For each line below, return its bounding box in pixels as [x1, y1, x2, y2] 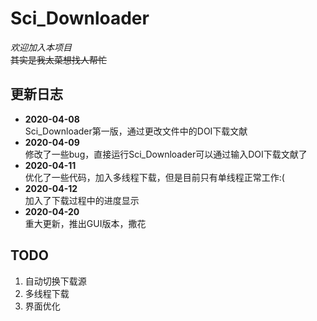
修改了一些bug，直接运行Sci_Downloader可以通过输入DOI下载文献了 [24, 148, 308, 160]
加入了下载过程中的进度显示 [24, 194, 140, 206]
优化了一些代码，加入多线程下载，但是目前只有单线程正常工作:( [24, 171, 285, 183]
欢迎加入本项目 [10, 41, 72, 53]
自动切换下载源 [24, 275, 87, 287]
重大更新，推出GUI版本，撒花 [24, 217, 147, 229]
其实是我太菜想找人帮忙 [10, 53, 107, 66]
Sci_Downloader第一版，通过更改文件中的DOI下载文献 [24, 125, 248, 137]
